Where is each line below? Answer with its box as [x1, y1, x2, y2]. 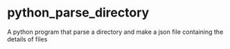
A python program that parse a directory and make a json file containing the [7, 28, 224, 36]
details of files [7, 35, 48, 43]
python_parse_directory [7, 5, 150, 21]
